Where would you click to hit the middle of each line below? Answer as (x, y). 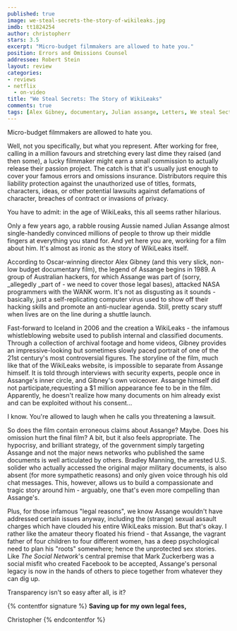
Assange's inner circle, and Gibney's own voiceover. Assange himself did (114, 380)
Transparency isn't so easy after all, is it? (67, 592)
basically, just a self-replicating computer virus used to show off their (108, 299)
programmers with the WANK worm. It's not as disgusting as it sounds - (112, 292)
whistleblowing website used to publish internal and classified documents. (115, 335)
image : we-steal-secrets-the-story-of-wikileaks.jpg (86, 20)
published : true (31, 14)
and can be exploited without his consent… (70, 403)
